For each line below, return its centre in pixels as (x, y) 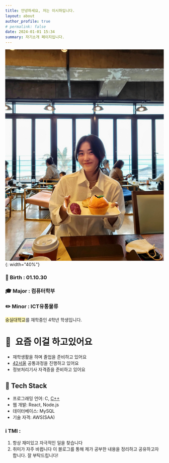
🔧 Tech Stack (26, 386)
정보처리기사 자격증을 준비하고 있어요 (49, 369)
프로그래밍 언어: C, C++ (36, 399)
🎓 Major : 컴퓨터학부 (30, 291)
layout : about (20, 16)
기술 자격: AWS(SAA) (34, 417)
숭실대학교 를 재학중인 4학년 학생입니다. (44, 320)
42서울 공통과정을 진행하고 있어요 (46, 363)
